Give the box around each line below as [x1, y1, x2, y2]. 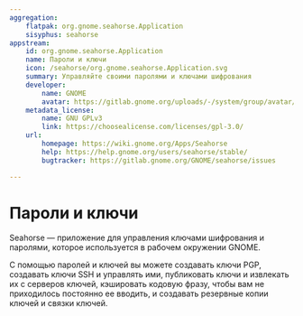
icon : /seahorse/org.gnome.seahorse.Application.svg [25, 64, 228, 73]
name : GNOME [41, 88, 87, 98]
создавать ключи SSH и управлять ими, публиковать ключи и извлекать [9, 269, 289, 280]
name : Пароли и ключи [25, 55, 106, 64]
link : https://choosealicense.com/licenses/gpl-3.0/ [41, 123, 244, 132]
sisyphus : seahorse [25, 30, 99, 39]
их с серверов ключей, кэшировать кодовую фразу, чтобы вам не [9, 279, 264, 290]
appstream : [9, 38, 50, 48]
